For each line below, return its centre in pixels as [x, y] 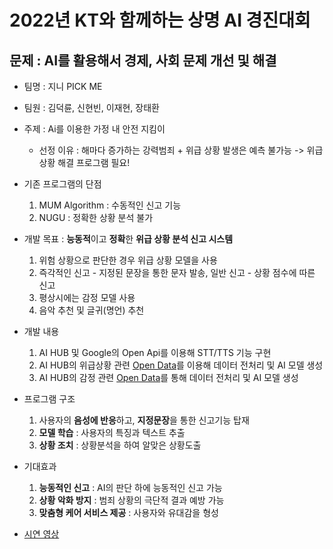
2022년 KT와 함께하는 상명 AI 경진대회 [160, 20]
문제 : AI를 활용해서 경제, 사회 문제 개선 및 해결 [143, 60]
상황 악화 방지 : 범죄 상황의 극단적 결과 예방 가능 [131, 500]
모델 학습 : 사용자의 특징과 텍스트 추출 [112, 432]
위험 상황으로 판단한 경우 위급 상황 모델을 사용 [128, 260]
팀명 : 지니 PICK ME [63, 86]
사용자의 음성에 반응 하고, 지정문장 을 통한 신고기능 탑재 [144, 420]
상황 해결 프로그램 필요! [84, 162]
